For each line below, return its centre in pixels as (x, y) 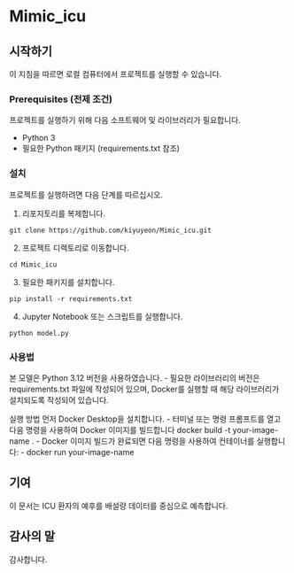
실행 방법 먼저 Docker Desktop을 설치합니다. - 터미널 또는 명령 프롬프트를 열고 (145, 419)
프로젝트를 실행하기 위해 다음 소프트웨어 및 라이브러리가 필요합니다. (125, 120)
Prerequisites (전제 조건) (61, 99)
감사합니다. (28, 559)
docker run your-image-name (80, 452)
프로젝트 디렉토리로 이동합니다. (76, 248)
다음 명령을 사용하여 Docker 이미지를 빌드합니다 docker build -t (120, 430)
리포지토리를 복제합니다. (64, 213)
